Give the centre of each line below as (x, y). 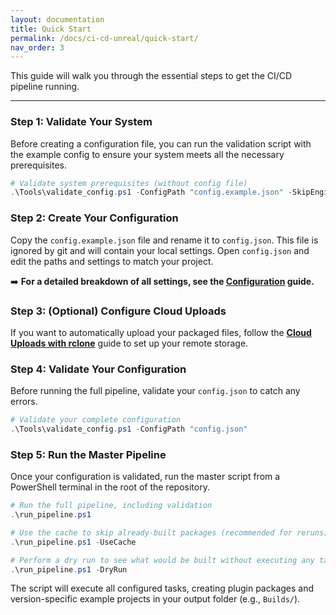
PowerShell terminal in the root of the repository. (110, 487)
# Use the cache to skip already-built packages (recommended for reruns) (169, 532)
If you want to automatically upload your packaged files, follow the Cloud (161, 332)
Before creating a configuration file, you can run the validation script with (161, 143)
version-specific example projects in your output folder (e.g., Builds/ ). (155, 599)
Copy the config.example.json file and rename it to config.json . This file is (164, 240)
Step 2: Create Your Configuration (94, 218)
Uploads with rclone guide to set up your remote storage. (129, 343)
